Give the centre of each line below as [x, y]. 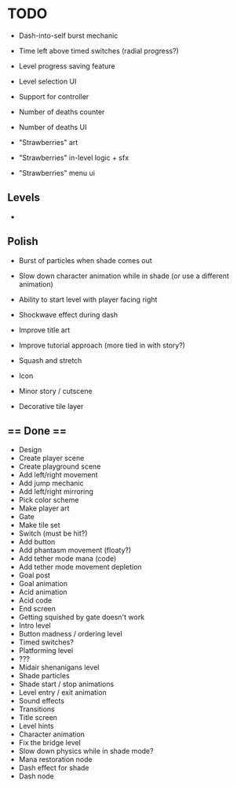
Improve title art [44, 330]
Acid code [35, 600]
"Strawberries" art [48, 142]
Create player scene [51, 458]
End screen [37, 609]
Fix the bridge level [50, 743]
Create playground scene [60, 466]
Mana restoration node [55, 759]
